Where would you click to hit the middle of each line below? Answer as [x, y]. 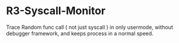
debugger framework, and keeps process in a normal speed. [80, 33]
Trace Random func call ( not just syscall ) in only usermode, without [89, 27]
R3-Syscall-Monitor [56, 11]
